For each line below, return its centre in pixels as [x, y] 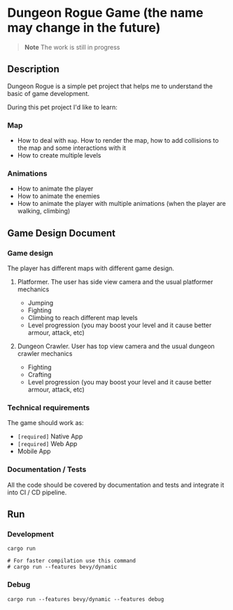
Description [33, 69]
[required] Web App [47, 444]
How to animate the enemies [58, 196]
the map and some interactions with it [72, 148]
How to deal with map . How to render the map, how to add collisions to [118, 141]
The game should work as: [45, 423]
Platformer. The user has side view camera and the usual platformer [115, 282]
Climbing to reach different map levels [83, 318]
